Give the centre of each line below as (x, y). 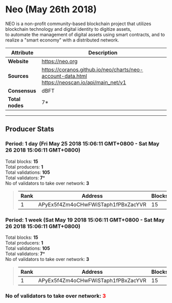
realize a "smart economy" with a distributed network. (62, 40)
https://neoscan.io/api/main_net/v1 (84, 82)
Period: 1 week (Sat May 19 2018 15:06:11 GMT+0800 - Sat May (85, 220)
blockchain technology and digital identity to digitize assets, (68, 29)
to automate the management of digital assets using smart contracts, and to (85, 34)
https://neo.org (60, 61)
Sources (18, 76)
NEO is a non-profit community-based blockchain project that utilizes (78, 24)
